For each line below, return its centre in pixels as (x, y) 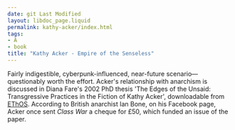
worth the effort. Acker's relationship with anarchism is (127, 81)
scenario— (182, 74)
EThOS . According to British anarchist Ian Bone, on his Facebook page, (111, 104)
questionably (26, 81)
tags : (15, 34)
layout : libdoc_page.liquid (49, 21)
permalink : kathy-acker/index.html (60, 27)
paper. (17, 119)
